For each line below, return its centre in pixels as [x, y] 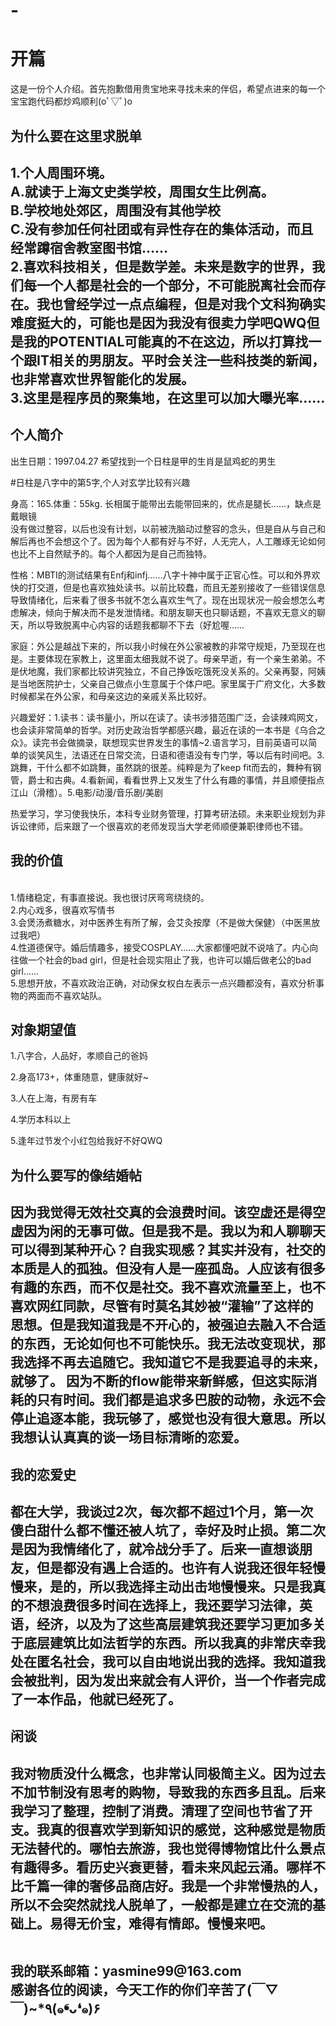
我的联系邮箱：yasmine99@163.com [126, 1970]
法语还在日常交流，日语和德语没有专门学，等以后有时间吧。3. [198, 755]
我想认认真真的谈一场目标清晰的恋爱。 [128, 1437]
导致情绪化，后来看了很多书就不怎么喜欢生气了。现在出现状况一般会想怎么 [163, 600]
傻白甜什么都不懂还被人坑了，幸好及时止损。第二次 [168, 1530]
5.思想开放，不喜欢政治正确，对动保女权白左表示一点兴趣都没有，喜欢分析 [163, 983]
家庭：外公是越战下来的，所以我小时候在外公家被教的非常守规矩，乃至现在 [163, 646]
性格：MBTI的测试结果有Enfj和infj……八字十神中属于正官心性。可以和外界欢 [165, 575]
